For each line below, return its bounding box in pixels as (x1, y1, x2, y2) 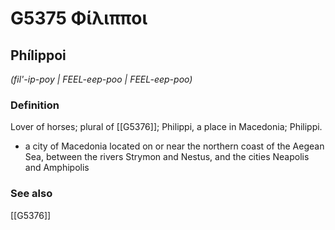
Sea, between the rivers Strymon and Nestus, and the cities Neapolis (24, 151, 310, 163)
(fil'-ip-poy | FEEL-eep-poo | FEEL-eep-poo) (10, 73, 193, 85)
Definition (10, 98, 60, 112)
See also (10, 187, 53, 201)
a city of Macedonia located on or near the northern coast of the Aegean (24, 140, 325, 152)
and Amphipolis (24, 162, 90, 174)
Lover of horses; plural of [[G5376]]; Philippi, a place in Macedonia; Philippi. (10, 121, 323, 133)
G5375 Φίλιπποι (10, 7, 148, 30)
